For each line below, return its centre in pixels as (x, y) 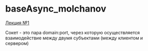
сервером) (17, 43)
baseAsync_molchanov (56, 9)
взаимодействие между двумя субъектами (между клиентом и (74, 38)
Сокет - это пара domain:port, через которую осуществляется (73, 32)
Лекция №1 (17, 23)
